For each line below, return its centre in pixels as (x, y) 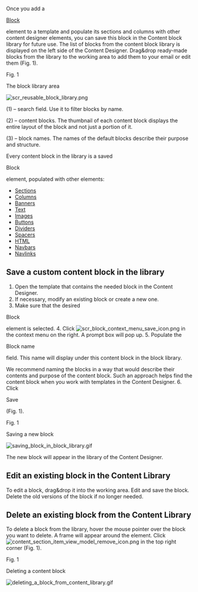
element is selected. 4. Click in (96, 328)
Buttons (24, 222)
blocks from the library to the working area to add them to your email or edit (98, 57)
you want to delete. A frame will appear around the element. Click (86, 536)
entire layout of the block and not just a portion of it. (69, 127)
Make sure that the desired (48, 305)
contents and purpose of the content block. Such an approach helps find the (99, 375)
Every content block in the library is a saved (59, 156)
